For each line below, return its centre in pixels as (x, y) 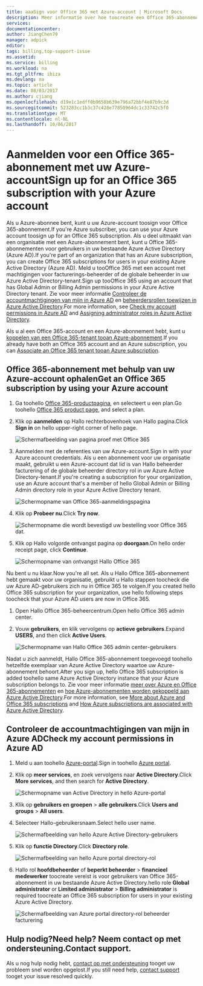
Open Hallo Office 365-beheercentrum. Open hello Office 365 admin (99, 610)
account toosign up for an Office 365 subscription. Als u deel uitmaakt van (99, 236)
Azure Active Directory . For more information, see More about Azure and (96, 697)
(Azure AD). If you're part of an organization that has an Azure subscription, (100, 255)
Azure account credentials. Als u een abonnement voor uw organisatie (102, 458)
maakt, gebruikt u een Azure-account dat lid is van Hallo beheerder (99, 464)
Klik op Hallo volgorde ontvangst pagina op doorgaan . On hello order (100, 543)
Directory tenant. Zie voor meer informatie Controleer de (76, 294)
